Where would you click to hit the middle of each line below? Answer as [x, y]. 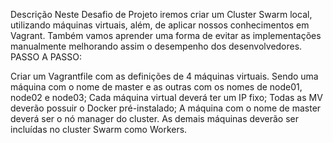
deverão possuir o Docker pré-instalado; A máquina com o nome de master [166, 108]
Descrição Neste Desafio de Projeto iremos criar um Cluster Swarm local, [161, 14]
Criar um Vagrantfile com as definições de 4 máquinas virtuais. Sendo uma [164, 76]
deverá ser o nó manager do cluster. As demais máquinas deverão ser [155, 118]
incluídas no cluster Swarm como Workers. [99, 129]
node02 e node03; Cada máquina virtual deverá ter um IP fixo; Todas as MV [166, 97]
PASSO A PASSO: [46, 57]
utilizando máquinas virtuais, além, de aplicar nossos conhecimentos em [160, 25]
